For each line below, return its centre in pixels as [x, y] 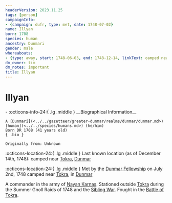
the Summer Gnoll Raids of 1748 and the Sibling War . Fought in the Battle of [85, 189]
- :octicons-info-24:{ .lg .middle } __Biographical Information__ [71, 112]
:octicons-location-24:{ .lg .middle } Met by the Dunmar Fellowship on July [84, 169]
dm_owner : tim [20, 63]
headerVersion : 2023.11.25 [34, 10]
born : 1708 [17, 34]
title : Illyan [20, 72]
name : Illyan [19, 29]
